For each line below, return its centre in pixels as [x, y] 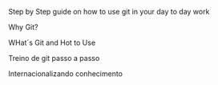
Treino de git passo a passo [54, 58]
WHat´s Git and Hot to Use [52, 42]
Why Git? [23, 27]
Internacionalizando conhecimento [65, 74]
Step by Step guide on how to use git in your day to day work [109, 12]
